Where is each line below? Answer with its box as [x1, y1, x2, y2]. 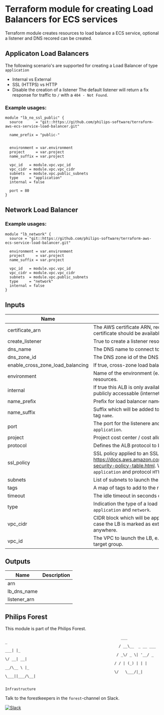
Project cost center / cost [93, 434, 151, 441]
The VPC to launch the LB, [93, 535, 154, 541]
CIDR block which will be [93, 514, 150, 521]
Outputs [5, 557, 31, 565]
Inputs [5, 301, 25, 309]
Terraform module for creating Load [5, 3, 154, 15]
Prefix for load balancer [93, 398, 147, 405]
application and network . [93, 506, 151, 513]
